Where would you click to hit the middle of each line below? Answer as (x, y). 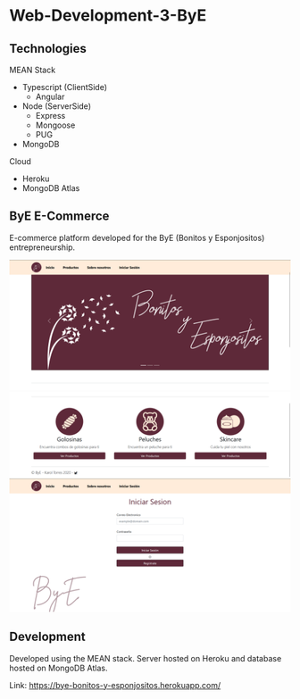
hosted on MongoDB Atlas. (58, 668)
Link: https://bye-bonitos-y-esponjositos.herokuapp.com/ (115, 685)
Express (50, 116)
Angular (50, 96)
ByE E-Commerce (59, 216)
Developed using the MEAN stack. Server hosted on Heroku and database (146, 658)
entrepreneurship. (42, 247)
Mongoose (55, 125)
